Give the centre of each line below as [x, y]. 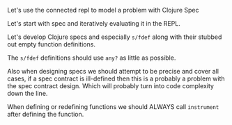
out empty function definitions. [52, 44]
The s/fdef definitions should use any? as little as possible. [92, 58]
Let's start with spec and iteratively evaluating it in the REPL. [94, 23]
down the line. [28, 93]
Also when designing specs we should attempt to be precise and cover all [113, 71]
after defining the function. [46, 114]
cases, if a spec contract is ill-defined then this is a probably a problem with [116, 78]
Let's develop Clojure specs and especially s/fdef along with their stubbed [115, 37]
